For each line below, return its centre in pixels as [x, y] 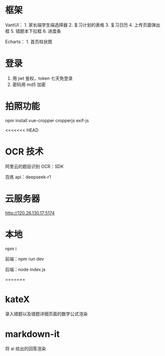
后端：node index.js [25, 269]
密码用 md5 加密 [29, 84]
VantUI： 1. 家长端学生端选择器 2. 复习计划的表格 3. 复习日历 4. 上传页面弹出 [83, 25]
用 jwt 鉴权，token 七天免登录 [42, 78]
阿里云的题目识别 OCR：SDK [34, 166]
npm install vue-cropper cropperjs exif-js [47, 120]
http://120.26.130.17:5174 [30, 213]
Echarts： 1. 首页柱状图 [29, 41]
